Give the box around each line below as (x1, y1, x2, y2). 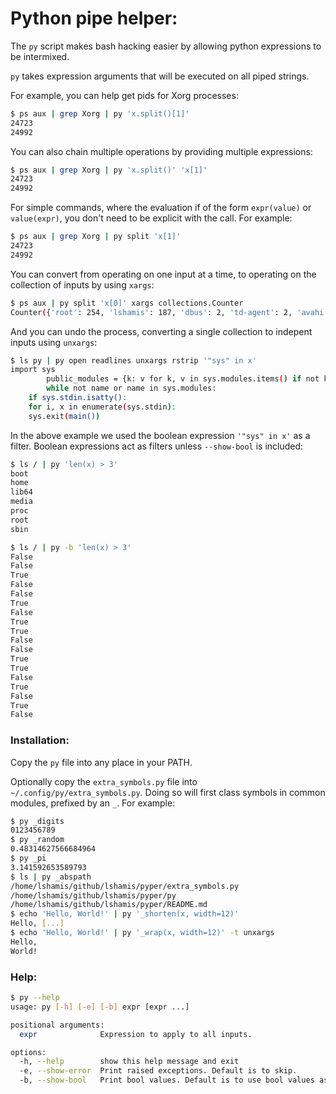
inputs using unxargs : (10, 336, 98, 348)
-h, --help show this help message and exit (19, 1057, 240, 1067)
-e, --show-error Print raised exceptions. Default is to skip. (19, 1066, 298, 1076)
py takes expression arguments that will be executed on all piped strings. (10, 70, 310, 82)
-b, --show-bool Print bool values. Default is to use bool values (19, 1075, 315, 1086)
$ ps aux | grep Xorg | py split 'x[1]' (10, 232, 182, 242)
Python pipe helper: (10, 7, 178, 30)
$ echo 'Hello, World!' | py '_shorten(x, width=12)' (10, 909, 240, 919)
